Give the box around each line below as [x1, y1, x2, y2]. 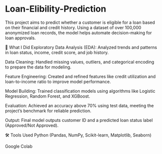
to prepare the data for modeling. [5, 64, 72, 70]
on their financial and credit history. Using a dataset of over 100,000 [5, 24, 142, 30]
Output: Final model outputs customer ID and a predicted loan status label [5, 117, 153, 123]
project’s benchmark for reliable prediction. [5, 108, 91, 114]
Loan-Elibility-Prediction [5, 3, 107, 15]
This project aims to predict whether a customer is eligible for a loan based [5, 19, 155, 25]
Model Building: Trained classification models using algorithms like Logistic [5, 88, 156, 94]
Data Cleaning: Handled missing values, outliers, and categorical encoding [5, 59, 155, 65]
